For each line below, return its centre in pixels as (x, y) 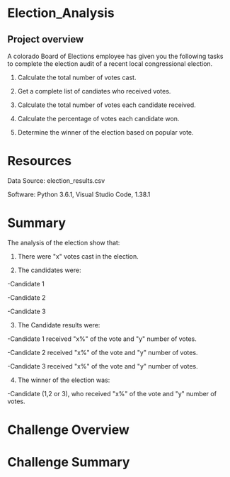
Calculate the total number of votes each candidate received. (107, 105)
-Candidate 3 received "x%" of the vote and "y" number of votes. (103, 366)
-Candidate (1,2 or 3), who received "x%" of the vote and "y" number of (112, 393)
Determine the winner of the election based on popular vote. (105, 132)
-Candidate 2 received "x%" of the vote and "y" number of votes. (103, 352)
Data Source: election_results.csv (56, 180)
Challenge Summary (69, 462)
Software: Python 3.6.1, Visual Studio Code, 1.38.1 (79, 194)
